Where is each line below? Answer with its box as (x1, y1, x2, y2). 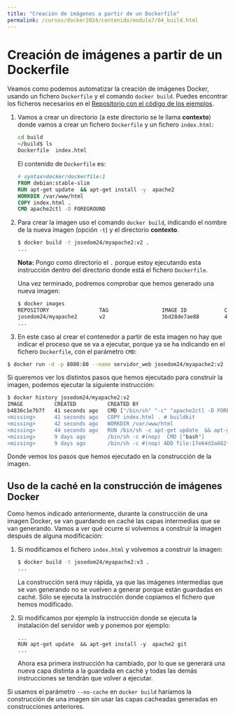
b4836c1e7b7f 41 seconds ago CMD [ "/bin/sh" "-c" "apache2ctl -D (7, 407, 215, 414)
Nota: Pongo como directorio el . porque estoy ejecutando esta (17, 258, 201, 267)
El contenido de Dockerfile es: (17, 160, 106, 168)
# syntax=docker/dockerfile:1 (17, 173, 106, 180)
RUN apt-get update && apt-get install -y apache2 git (17, 641, 187, 648)
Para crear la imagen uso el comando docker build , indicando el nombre (17, 218, 227, 227)
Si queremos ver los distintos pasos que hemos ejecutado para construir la (7, 373, 223, 381)
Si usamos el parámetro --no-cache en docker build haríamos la (7, 687, 192, 696)
